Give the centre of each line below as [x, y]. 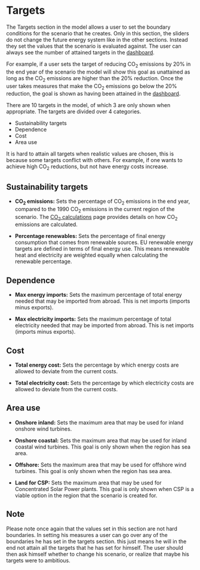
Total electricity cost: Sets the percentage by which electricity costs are [104, 383]
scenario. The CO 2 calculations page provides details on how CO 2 [96, 217]
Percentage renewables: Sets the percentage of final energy [90, 236]
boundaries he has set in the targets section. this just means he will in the [96, 541]
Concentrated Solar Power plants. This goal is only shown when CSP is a [104, 489]
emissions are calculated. [46, 224]
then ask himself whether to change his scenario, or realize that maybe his [98, 554]
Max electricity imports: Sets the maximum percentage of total [93, 319]
